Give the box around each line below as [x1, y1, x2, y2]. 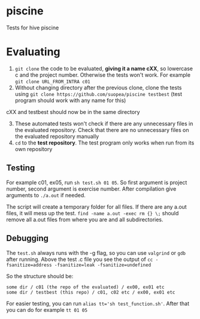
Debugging [6, 233, 49, 243]
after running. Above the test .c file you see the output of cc [6, 255, 153, 263]
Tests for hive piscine [6, 24, 59, 31]
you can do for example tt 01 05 [6, 306, 88, 313]
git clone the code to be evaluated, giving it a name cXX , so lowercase [14, 65, 193, 72]
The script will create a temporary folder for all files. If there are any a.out [6, 203, 187, 210]
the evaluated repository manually [14, 133, 99, 140]
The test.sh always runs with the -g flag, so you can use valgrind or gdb [6, 249, 186, 256]
